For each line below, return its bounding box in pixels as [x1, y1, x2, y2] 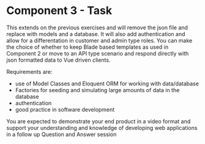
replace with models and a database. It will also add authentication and [6, 30, 185, 37]
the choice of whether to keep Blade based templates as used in [6, 43, 169, 51]
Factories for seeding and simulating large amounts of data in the [15, 86, 180, 93]
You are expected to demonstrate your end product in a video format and [6, 117, 191, 125]
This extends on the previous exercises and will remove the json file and [6, 24, 188, 31]
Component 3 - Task [6, 4, 112, 18]
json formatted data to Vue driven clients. [6, 56, 111, 63]
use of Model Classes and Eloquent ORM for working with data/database [15, 80, 199, 87]
